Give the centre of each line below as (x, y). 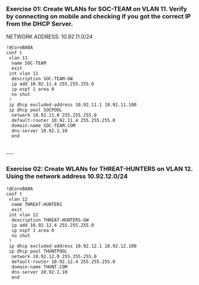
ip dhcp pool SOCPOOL (35, 110)
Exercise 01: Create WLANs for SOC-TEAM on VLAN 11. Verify (97, 9)
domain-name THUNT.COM (40, 267)
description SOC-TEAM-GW (42, 79)
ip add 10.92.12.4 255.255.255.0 (53, 225)
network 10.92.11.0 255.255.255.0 (54, 115)
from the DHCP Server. (40, 24)
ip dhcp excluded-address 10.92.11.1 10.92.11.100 (72, 105)
